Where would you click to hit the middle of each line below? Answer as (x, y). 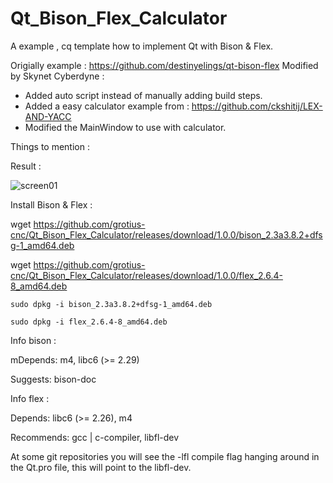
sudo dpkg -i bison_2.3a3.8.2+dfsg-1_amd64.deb (111, 304)
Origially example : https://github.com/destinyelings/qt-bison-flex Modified (164, 65)
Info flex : (30, 398)
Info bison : (33, 340)
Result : (26, 166)
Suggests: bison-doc (53, 379)
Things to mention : (50, 146)
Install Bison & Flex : (51, 204)
